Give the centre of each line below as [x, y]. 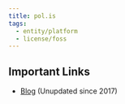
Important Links [50, 71]
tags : [17, 24]
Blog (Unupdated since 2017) [69, 91]
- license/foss [41, 39]
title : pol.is [32, 16]
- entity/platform [47, 31]
